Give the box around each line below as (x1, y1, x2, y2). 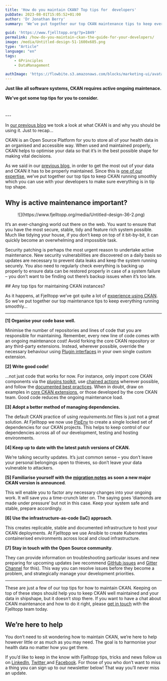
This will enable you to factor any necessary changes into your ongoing (5, 489, 152, 495)
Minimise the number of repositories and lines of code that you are (5, 327, 142, 333)
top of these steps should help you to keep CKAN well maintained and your (5, 590, 159, 596)
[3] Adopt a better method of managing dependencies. (5, 404, 120, 410)
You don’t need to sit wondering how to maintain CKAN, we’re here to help (5, 634, 158, 640)
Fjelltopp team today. (5, 606, 48, 612)
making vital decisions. (5, 153, 52, 159)
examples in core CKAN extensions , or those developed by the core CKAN (5, 389, 158, 395)
